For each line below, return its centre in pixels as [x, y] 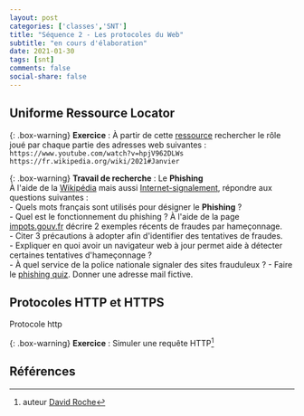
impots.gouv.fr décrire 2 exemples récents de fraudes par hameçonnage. [146, 226]
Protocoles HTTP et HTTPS [87, 303]
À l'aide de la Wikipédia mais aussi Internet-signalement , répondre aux [141, 187]
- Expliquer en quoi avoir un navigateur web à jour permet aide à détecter [146, 245]
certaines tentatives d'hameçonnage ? [81, 255]
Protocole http [36, 324]
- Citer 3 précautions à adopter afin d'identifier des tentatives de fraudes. [146, 235]
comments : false [40, 69]
